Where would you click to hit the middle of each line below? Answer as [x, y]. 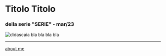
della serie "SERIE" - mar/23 [40, 24]
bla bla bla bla [45, 35]
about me [15, 49]
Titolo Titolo [30, 9]
